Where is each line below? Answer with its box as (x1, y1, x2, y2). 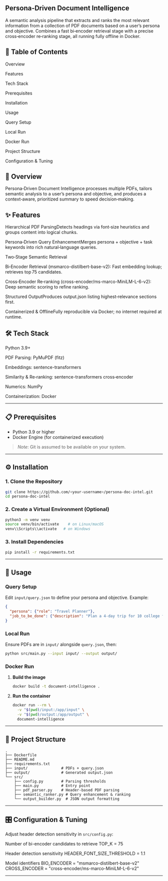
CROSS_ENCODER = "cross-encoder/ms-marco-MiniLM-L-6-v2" (5, 865, 139, 871)
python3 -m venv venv (5, 517, 50, 522)
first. (5, 299, 15, 305)
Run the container (12, 692, 51, 699)
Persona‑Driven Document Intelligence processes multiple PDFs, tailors (5, 185, 152, 191)
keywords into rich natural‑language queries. (5, 244, 97, 250)
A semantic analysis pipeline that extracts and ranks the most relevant (5, 17, 149, 23)
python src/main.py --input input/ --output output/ (5, 651, 117, 656)
